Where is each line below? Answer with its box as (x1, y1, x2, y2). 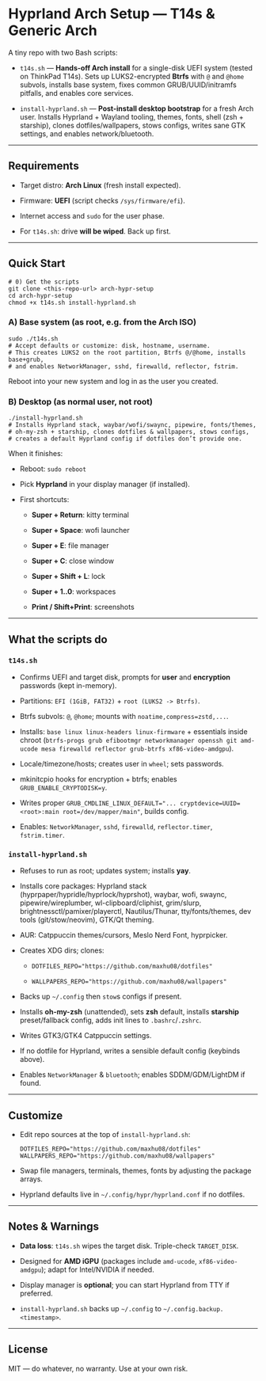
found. (19, 1079, 42, 1088)
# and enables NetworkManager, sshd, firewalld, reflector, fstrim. (8, 362, 239, 371)
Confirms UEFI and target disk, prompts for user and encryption (19, 672, 231, 682)
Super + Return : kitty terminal (31, 510, 129, 519)
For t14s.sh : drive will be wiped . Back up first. (19, 226, 172, 236)
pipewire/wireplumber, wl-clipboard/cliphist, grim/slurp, (19, 898, 202, 907)
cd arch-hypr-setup (8, 291, 73, 299)
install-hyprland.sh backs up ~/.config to (19, 1303, 162, 1313)
